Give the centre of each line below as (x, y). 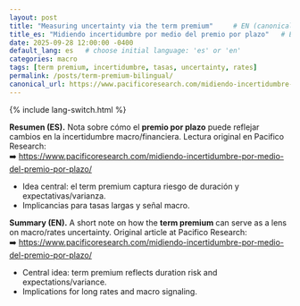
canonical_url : (37, 84)
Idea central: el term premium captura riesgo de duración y (130, 186)
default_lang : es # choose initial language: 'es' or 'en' (125, 51)
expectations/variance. (64, 282)
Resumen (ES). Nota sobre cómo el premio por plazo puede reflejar (134, 127)
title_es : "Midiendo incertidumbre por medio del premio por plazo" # (147, 34)
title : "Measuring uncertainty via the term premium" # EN (129, 26)
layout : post (33, 17)
